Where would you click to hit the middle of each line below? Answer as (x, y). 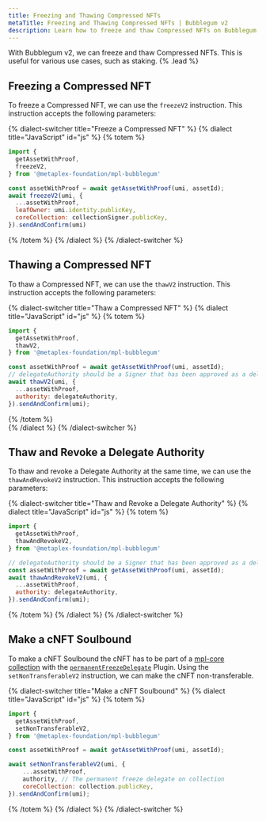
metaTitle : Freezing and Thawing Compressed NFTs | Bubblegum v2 (118, 23)
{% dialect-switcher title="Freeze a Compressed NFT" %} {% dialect (120, 129)
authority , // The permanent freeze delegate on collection (123, 779)
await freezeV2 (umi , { (46, 196)
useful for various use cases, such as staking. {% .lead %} (104, 61)
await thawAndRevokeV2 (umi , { (58, 578)
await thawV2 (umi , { (42, 382)
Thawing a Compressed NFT (80, 265)
